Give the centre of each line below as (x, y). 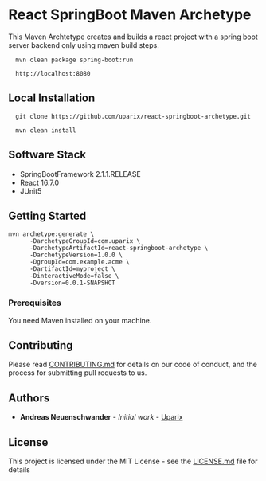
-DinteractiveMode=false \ (74, 276)
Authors (29, 398)
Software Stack (47, 155)
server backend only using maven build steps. (84, 45)
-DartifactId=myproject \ (72, 269)
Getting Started (47, 215)
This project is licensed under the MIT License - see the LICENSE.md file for (133, 461)
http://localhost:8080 (53, 73)
